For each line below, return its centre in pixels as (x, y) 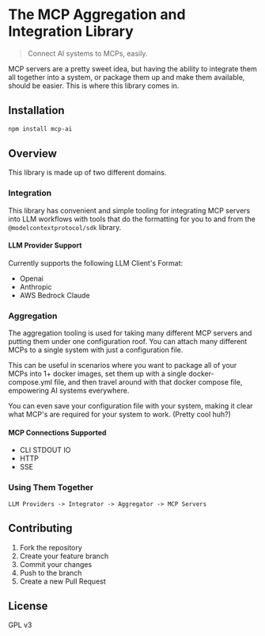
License (28, 605)
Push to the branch (51, 573)
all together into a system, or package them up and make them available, (127, 77)
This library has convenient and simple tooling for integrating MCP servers (129, 210)
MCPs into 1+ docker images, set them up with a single (98, 374)
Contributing (40, 529)
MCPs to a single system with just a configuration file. (96, 350)
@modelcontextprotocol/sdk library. (65, 227)
